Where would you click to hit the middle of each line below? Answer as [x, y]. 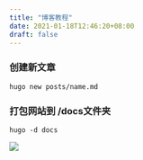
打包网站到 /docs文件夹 [60, 111]
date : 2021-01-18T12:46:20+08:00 [72, 26]
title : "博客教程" [41, 18]
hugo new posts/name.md [54, 86]
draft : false [34, 34]
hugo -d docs [34, 130]
